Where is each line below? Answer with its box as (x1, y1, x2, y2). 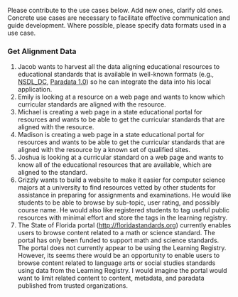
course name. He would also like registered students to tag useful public (17, 206, 229, 215)
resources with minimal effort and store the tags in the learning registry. (17, 213, 228, 222)
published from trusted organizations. (17, 281, 128, 290)
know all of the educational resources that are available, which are (17, 161, 212, 169)
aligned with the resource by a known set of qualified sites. (17, 146, 190, 154)
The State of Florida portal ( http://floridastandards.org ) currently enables (17, 221, 232, 229)
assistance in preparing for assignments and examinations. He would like (17, 191, 232, 200)
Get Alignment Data (7, 46, 77, 56)
